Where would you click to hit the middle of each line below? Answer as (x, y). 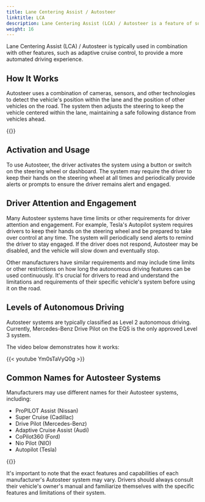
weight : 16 (20, 29)
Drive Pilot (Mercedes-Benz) (51, 424)
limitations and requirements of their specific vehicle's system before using (101, 282)
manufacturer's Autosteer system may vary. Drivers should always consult (100, 480)
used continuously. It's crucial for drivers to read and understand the (92, 275)
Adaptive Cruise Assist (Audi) (52, 430)
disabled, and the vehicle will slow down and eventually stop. (83, 250)
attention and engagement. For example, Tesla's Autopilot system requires (100, 224)
